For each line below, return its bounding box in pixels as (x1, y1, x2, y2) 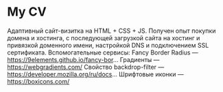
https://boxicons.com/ (7, 77, 70, 85)
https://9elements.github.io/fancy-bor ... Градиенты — (7, 55, 160, 63)
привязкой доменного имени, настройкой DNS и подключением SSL (7, 41, 209, 49)
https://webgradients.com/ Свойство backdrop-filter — (7, 63, 165, 71)
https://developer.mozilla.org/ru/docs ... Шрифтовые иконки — (7, 70, 184, 78)
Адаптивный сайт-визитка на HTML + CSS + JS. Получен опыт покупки (7, 27, 216, 35)
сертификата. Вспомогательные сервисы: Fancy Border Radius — (7, 48, 199, 57)
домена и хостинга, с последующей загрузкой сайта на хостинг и (7, 33, 200, 42)
